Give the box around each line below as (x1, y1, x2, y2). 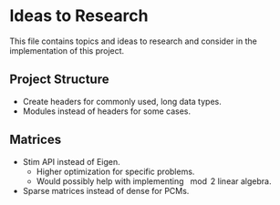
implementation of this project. (9, 45, 125, 56)
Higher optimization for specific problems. (36, 166, 195, 177)
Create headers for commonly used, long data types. (22, 96, 222, 107)
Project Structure (9, 72, 109, 87)
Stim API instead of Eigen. (22, 156, 120, 167)
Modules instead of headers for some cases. (22, 106, 192, 117)
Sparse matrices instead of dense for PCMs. (22, 185, 190, 196)
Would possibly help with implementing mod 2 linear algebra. (36, 175, 272, 187)
